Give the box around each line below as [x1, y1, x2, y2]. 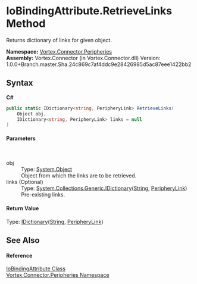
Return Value [6, 205, 39, 212]
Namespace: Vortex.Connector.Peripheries [6, 48, 112, 55]
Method [6, 17, 46, 30]
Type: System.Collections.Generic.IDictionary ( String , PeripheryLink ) [21, 185, 187, 192]
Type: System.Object [21, 166, 73, 173]
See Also [6, 235, 40, 245]
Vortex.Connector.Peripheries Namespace [6, 271, 110, 279]
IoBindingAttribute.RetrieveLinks [6, 4, 173, 18]
